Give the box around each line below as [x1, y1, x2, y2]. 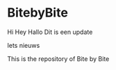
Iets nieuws [7, 41, 40, 49]
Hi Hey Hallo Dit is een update [7, 28, 93, 36]
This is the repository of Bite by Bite [7, 54, 110, 63]
